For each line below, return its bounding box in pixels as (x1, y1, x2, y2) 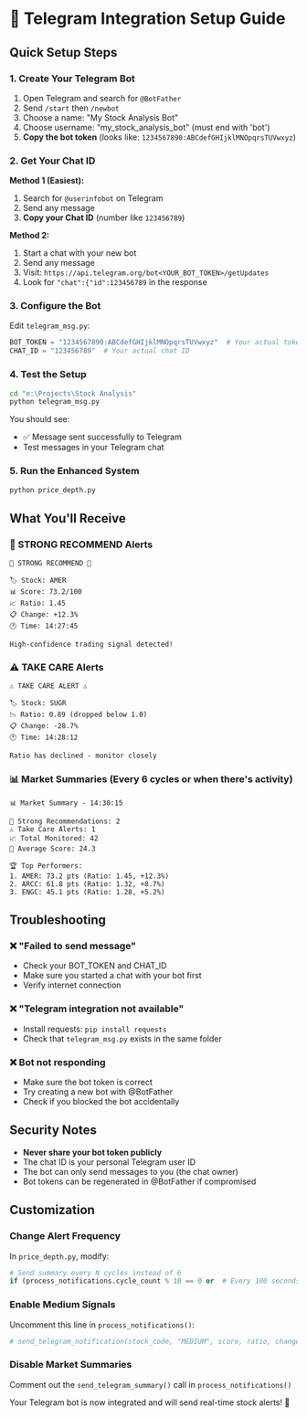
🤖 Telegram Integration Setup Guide (9, 8, 286, 29)
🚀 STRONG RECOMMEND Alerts (9, 538, 153, 551)
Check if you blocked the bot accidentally (22, 1096, 180, 1106)
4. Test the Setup (9, 368, 87, 381)
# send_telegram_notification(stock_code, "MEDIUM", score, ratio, (9, 1337, 272, 1346)
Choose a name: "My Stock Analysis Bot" (22, 111, 179, 122)
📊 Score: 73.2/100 (9, 587, 82, 597)
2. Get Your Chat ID (9, 154, 96, 167)
